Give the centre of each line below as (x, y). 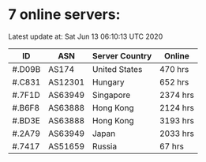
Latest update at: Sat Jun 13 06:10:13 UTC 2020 (86, 36)
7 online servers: (64, 15)
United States (117, 69)
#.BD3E (26, 120)
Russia (104, 146)
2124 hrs (177, 107)
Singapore (111, 95)
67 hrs (171, 146)
